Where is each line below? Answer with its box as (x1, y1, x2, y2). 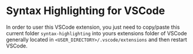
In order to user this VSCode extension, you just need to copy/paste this (6, 23, 180, 31)
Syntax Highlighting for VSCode (6, 4, 165, 18)
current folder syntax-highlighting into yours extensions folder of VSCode (6, 29, 187, 36)
